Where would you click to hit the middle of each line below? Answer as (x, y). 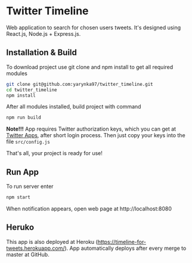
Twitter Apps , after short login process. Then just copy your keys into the (96, 135)
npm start (18, 197)
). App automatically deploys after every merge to (126, 248)
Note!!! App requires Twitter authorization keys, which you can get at (91, 129)
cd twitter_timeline (32, 90)
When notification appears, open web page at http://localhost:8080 (89, 208)
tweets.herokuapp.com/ (35, 248)
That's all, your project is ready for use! (55, 153)
